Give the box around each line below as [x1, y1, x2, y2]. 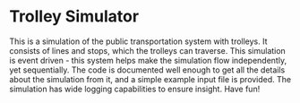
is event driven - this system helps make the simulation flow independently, [9, 55, 287, 65]
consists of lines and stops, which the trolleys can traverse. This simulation [9, 45, 287, 56]
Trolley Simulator [9, 6, 140, 27]
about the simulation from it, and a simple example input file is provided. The [9, 73, 292, 84]
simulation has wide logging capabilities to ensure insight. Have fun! [9, 83, 261, 94]
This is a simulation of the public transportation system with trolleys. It [9, 36, 268, 47]
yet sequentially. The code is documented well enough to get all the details [9, 64, 286, 75]
